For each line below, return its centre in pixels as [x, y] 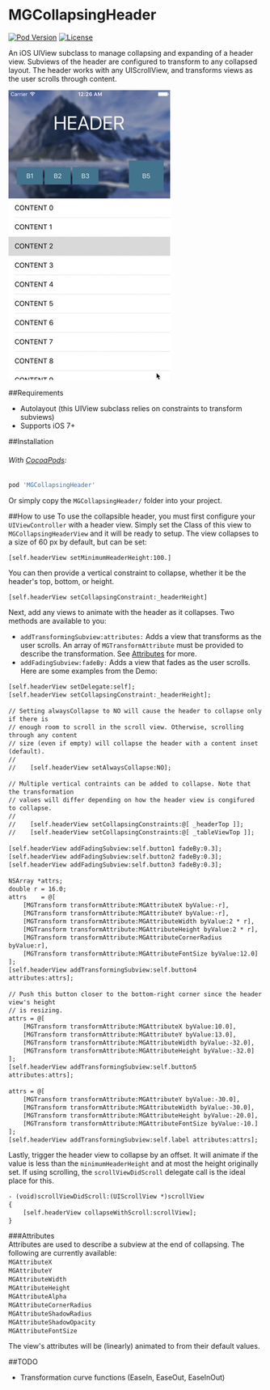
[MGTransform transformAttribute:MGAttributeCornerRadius [122, 938]
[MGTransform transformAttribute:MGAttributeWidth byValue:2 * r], [139, 922]
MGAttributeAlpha [38, 1297]
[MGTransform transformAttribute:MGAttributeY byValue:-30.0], [132, 1100]
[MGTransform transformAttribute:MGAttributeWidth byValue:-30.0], [139, 1108]
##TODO [23, 1362]
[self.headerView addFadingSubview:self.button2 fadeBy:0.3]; [115, 857]
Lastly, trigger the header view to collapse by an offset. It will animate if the [133, 1155]
